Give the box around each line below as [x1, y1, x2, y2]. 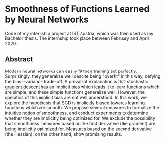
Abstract [5, 55, 33, 64]
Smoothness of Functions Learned [5, 3, 150, 15]
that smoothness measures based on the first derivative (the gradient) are [5, 120, 156, 126]
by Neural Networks [5, 14, 89, 25]
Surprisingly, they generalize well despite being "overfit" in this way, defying [5, 73, 161, 79]
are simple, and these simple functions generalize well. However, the [5, 89, 145, 95]
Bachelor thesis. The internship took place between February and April [5, 35, 149, 41]
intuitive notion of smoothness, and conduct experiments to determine [5, 110, 148, 116]
